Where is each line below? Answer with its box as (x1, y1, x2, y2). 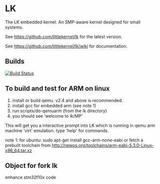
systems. (5, 24, 23, 30)
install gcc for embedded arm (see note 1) (12, 102, 97, 108)
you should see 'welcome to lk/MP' (12, 113, 83, 119)
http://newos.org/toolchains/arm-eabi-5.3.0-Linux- (52, 142, 154, 148)
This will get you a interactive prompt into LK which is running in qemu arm (5, 123, 155, 128)
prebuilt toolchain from (5, 142, 51, 148)
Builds (5, 57, 25, 66)
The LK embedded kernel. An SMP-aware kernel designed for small (5, 19, 140, 25)
